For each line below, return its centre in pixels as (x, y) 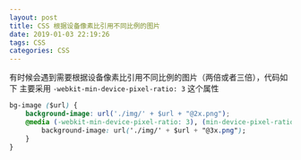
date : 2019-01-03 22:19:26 (60, 34)
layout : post (34, 17)
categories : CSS (39, 51)
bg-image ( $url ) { (43, 105)
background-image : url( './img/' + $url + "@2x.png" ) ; (128, 114)
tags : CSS (28, 42)
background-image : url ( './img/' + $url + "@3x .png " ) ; (144, 131)
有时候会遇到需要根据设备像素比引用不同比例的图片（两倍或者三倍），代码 (145, 78)
